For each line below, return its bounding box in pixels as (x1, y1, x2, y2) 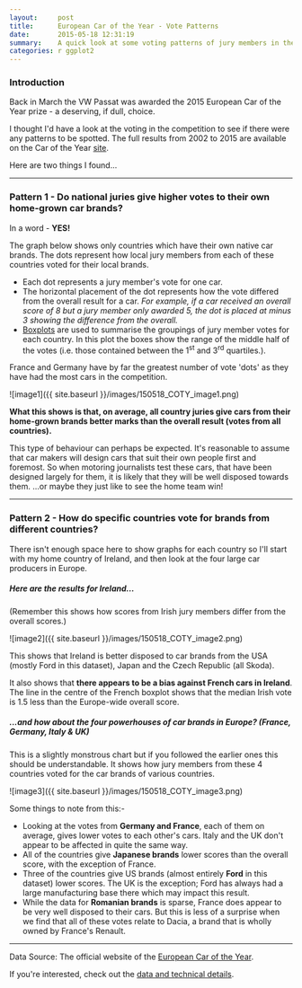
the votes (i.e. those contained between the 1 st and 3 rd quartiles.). (22, 343, 267, 356)
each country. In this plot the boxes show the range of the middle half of (22, 333, 290, 344)
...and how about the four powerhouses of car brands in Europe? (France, (9, 717, 291, 728)
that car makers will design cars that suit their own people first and (9, 453, 257, 463)
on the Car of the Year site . (9, 143, 110, 154)
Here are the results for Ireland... (9, 583, 135, 594)
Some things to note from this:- (9, 803, 126, 814)
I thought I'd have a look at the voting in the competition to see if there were (9, 123, 290, 135)
